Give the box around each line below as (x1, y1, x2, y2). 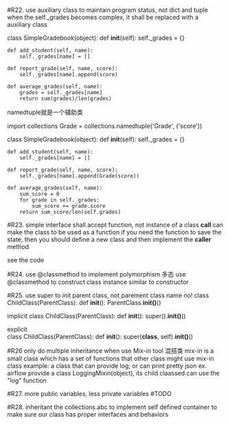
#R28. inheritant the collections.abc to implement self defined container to (7, 403, 218, 411)
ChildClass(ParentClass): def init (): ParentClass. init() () (7, 298, 161, 307)
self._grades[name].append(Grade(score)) (19, 173, 139, 179)
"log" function (7, 376, 47, 384)
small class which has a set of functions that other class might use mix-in (7, 354, 214, 362)
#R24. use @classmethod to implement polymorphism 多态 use (7, 270, 187, 278)
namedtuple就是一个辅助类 (7, 108, 84, 116)
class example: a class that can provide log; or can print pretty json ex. (7, 362, 207, 370)
